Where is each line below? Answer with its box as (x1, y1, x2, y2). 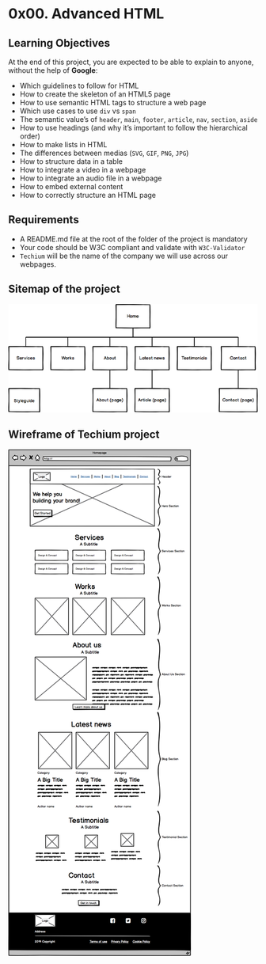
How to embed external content (19, 182, 123, 191)
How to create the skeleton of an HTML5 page (19, 89, 171, 99)
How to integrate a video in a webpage (19, 165, 146, 174)
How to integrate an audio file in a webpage (19, 173, 162, 183)
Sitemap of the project (8, 283, 120, 296)
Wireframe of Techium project (8, 428, 160, 442)
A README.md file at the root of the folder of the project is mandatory (19, 234, 248, 244)
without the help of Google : (8, 66, 98, 75)
